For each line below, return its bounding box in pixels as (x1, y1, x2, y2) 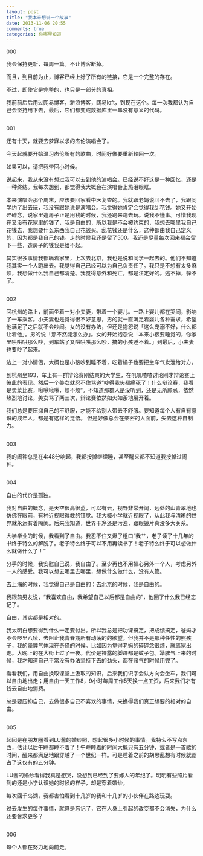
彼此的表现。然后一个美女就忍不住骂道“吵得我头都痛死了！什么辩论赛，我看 (6, 379, 195, 387)
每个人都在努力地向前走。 (6, 843, 70, 851)
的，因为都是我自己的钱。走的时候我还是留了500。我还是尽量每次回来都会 (6, 234, 191, 242)
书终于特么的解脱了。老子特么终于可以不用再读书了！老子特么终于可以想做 (6, 540, 192, 547)
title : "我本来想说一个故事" (6, 14, 71, 21)
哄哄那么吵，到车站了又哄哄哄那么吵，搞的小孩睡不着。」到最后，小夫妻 (16, 338, 195, 346)
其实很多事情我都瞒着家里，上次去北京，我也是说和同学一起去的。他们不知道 (6, 254, 197, 262)
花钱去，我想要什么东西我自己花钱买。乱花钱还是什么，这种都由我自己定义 (6, 227, 192, 234)
